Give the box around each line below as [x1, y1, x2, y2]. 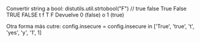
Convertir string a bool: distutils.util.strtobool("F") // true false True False [6, 5, 187, 12]
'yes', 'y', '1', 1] [6, 29, 42, 36]
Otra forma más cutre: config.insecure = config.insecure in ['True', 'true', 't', [6, 23, 195, 30]
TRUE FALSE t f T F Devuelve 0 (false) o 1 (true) [6, 11, 124, 18]
